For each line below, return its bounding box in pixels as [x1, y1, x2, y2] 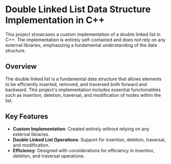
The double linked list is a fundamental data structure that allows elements [5, 75, 162, 82]
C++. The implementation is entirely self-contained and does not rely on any [5, 37, 166, 43]
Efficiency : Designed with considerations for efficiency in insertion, [12, 147, 155, 153]
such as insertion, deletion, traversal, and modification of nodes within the [5, 92, 161, 98]
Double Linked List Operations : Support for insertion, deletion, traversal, [12, 136, 166, 143]
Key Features [5, 112, 48, 121]
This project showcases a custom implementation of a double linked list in [5, 31, 161, 37]
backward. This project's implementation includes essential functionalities [5, 87, 161, 93]
